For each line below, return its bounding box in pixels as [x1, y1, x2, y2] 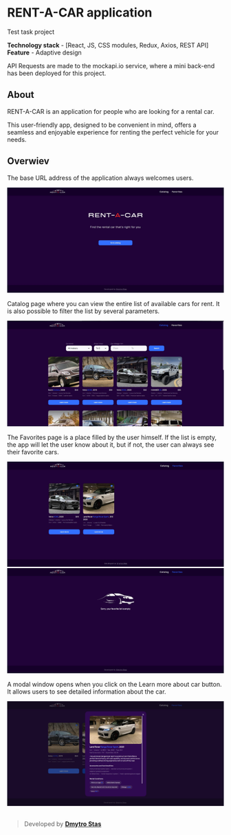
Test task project [7, 28, 55, 36]
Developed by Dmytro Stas [23, 819, 102, 828]
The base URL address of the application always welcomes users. [7, 174, 194, 182]
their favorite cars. [7, 447, 60, 456]
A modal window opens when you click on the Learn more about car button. [7, 680, 222, 688]
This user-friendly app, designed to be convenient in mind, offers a [7, 121, 197, 129]
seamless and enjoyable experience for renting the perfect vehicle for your [7, 128, 219, 136]
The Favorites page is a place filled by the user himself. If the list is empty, [7, 433, 217, 441]
